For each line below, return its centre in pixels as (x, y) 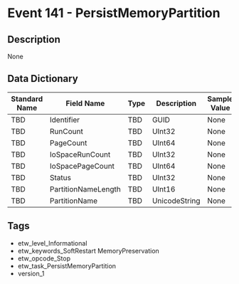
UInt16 (164, 189)
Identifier (65, 120)
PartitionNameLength (85, 189)
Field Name (85, 103)
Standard (27, 99)
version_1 (31, 273)
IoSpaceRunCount (80, 154)
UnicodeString (176, 201)
